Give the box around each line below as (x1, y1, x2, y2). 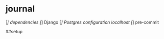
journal (5, 3, 35, 14)
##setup (5, 28, 23, 34)
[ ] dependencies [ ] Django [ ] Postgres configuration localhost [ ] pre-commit (5, 19, 159, 25)
